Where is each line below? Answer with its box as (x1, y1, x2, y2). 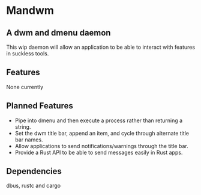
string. (14, 123, 31, 130)
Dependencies (6, 166, 62, 176)
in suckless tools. (6, 50, 49, 57)
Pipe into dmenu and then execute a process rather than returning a (14, 117, 183, 124)
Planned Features (6, 101, 74, 111)
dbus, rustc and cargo (6, 182, 61, 190)
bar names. (14, 136, 43, 143)
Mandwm (6, 4, 54, 17)
